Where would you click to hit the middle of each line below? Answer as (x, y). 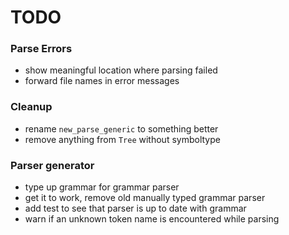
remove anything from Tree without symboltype (122, 139)
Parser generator (52, 165)
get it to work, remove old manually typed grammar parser (145, 198)
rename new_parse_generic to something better (121, 128)
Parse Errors (41, 49)
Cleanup (31, 107)
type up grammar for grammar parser (102, 187)
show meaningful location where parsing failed (121, 70)
